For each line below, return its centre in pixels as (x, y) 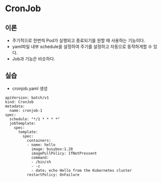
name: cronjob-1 (26, 111)
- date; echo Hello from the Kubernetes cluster (81, 170)
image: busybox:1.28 (52, 149)
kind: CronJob (20, 102)
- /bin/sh (41, 162)
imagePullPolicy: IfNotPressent (64, 153)
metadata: (15, 106)
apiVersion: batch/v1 (27, 98)
